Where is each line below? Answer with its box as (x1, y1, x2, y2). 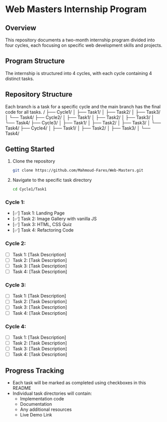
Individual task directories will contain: (12, 390, 92, 396)
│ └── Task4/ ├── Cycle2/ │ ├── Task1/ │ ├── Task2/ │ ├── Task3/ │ (5, 114, 154, 120)
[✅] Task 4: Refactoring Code (12, 227, 74, 233)
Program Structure (5, 57, 65, 65)
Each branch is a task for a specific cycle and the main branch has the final (5, 103, 161, 109)
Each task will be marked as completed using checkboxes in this (12, 379, 146, 386)
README (12, 385, 32, 391)
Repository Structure (5, 90, 73, 99)
